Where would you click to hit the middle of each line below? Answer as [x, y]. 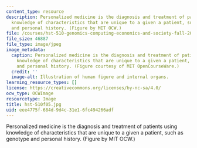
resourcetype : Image [31, 99]
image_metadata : [26, 50]
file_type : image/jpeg [34, 45]
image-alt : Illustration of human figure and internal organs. [90, 77]
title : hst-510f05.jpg [34, 104]
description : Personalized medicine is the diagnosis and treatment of [95, 17]
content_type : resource [35, 11]
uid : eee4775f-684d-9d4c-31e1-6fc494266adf [60, 110]
